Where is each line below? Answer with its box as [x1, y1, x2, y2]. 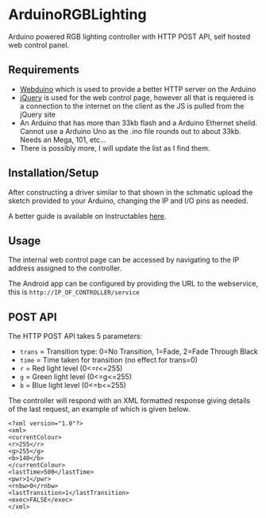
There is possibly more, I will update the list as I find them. [19, 143, 210, 152]
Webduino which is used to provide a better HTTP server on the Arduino [19, 84, 256, 94]
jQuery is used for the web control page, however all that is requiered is [19, 93, 254, 102]
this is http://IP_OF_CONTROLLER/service [8, 287, 141, 297]
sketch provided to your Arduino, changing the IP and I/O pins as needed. [8, 196, 249, 205]
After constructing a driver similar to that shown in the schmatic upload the [8, 187, 253, 197]
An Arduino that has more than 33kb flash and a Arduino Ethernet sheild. [19, 117, 258, 128]
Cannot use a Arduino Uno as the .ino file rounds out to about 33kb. [19, 126, 241, 136]
